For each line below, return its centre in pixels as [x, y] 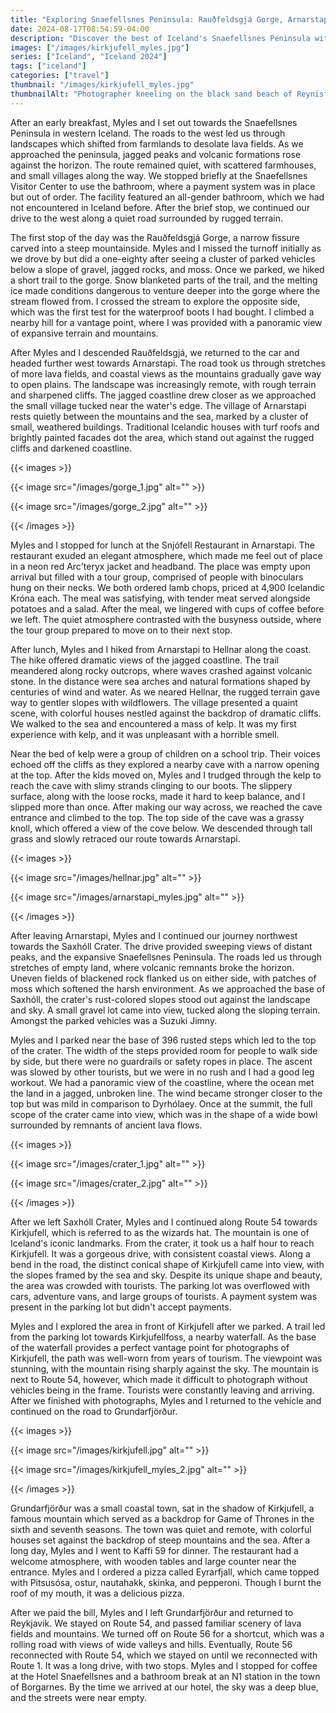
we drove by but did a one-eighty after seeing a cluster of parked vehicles [163, 258]
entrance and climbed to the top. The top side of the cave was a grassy [157, 817]
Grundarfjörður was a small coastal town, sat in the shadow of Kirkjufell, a [162, 1508]
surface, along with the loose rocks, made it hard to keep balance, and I [158, 796]
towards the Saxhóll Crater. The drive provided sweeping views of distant [161, 946]
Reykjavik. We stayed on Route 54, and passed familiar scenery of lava [156, 1623]
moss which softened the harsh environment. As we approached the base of [168, 988]
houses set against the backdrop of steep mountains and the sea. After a [160, 1540]
